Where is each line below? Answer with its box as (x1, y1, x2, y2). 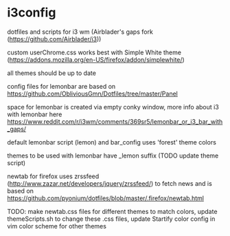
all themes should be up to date (7, 69, 96, 77)
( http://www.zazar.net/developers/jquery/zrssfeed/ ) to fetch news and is (7, 179, 213, 187)
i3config (7, 5, 56, 21)
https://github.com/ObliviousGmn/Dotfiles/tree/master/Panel (7, 89, 179, 98)
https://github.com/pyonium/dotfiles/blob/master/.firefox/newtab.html (7, 194, 205, 202)
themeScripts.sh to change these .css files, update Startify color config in (7, 215, 216, 223)
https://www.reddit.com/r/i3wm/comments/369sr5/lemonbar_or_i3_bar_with (7, 117, 223, 125)
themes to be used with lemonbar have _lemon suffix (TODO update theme (7, 151, 219, 160)
